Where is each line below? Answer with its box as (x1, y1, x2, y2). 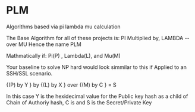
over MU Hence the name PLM (6, 41, 81, 48)
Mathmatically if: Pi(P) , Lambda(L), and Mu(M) (6, 52, 121, 59)
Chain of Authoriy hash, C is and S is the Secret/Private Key (6, 98, 152, 106)
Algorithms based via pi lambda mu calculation (6, 23, 121, 30)
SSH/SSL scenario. (6, 70, 53, 77)
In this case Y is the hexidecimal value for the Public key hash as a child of (6, 93, 188, 100)
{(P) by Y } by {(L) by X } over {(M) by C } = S (6, 81, 117, 88)
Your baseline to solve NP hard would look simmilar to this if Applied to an (6, 63, 187, 71)
